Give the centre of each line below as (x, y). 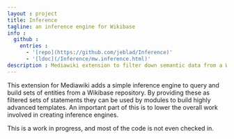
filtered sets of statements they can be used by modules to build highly (109, 100)
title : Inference (32, 20)
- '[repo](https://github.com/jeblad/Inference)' (99, 53)
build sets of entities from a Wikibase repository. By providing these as (109, 92)
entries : (34, 46)
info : (17, 33)
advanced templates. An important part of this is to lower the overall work (112, 107)
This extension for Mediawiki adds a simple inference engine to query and (113, 85)
